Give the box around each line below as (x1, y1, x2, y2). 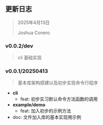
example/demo (12, 102, 46, 108)
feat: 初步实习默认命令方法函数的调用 (20, 96, 98, 102)
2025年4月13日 (17, 19, 50, 26)
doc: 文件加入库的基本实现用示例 (12, 114, 81, 120)
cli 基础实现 (17, 55, 42, 61)
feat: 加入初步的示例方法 (20, 108, 72, 114)
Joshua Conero (17, 30, 50, 36)
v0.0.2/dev (5, 42, 33, 49)
